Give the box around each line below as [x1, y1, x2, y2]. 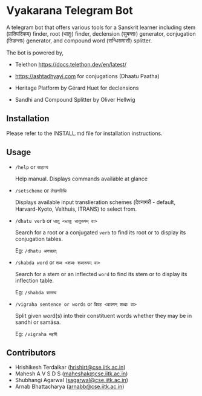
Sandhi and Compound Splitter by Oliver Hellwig [15, 96, 135, 103]
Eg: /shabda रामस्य [15, 288, 57, 295]
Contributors [6, 348, 56, 358]
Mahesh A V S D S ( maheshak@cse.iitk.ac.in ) [15, 370, 128, 377]
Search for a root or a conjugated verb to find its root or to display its [15, 228, 186, 236]
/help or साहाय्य [15, 163, 48, 170]
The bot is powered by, [6, 49, 64, 56]
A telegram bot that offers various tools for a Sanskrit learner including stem [6, 24, 196, 31]
